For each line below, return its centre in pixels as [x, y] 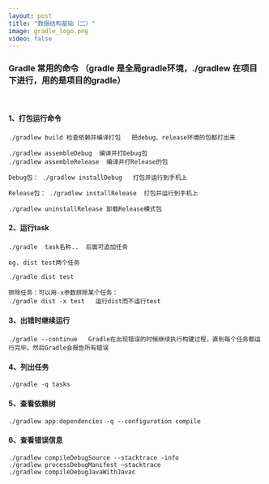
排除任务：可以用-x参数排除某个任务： [64, 293]
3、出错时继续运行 [39, 320]
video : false [30, 39]
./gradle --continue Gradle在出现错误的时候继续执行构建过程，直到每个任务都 [132, 340]
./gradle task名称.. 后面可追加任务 [68, 247]
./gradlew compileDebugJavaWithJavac [72, 472]
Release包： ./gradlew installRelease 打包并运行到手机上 [103, 193]
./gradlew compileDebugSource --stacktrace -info [94, 458]
